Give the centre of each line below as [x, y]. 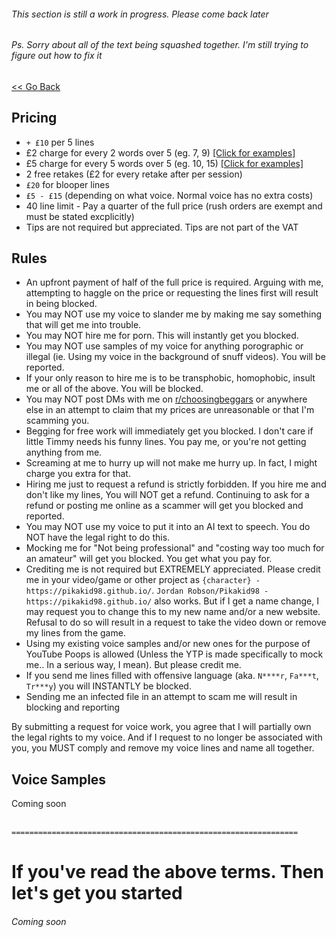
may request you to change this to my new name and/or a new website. [173, 612]
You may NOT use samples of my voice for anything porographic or [164, 346]
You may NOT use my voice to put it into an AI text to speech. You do [168, 527]
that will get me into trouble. [83, 325]
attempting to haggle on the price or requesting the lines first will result [172, 293]
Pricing [34, 118]
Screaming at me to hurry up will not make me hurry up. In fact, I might [171, 463]
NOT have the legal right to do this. [98, 537]
